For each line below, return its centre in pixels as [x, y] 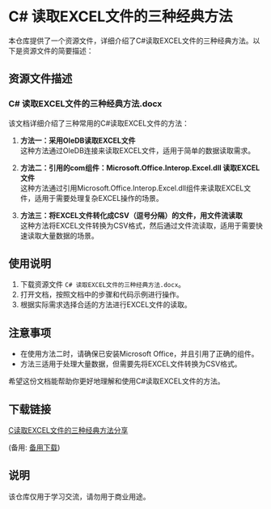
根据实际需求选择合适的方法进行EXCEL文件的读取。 [106, 305]
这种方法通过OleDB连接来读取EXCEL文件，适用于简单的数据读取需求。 [138, 150]
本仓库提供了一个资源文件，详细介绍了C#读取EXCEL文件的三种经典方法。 [131, 41]
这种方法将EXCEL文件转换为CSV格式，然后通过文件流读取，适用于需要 [138, 225]
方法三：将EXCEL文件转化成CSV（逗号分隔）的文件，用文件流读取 [131, 215]
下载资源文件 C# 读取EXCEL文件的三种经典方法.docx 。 [103, 284]
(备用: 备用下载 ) [34, 447]
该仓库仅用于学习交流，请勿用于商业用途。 [79, 496]
